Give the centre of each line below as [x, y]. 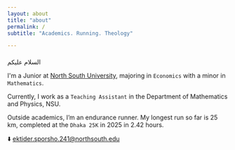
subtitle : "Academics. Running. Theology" [70, 33]
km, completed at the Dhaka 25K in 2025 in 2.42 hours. [86, 125]
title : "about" [29, 20]
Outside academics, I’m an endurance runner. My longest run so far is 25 [113, 118]
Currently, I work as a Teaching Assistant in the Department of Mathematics [117, 97]
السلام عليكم [24, 62]
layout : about [28, 14]
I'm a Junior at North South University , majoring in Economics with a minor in [116, 76]
